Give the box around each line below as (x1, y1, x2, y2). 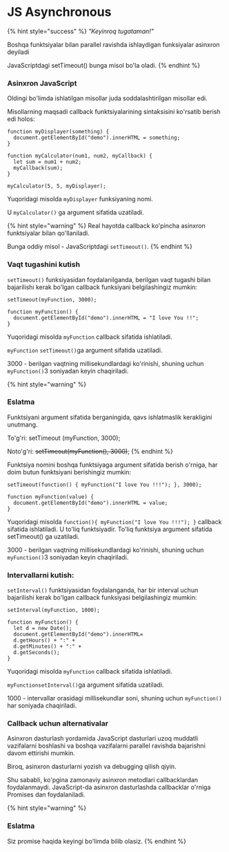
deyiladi (7, 48, 30, 56)
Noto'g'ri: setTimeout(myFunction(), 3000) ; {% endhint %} (7, 447, 174, 455)
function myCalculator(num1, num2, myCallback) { (7, 153, 153, 160)
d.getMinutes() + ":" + (13, 643, 81, 650)
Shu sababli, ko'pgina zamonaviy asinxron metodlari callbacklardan (7, 776, 199, 784)
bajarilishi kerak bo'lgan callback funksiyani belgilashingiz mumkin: (7, 283, 198, 291)
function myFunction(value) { (7, 493, 94, 500)
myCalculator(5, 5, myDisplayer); (7, 183, 107, 190)
